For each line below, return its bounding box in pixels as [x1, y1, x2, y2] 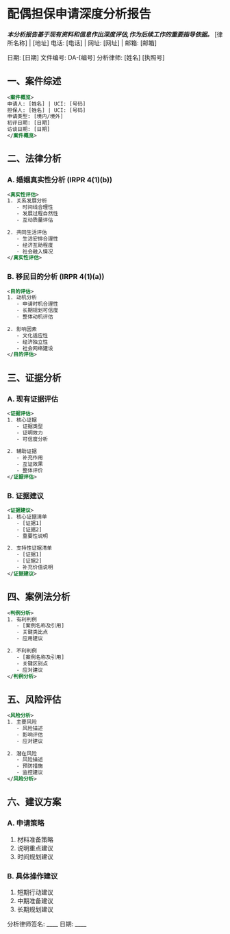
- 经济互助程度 [16, 241, 53, 249]
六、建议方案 [7, 796, 62, 808]
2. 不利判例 [7, 648, 38, 654]
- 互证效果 [16, 460, 43, 468]
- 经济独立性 [16, 339, 49, 345]
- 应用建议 [16, 635, 43, 642]
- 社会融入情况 [16, 248, 53, 255]
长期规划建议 [16, 905, 53, 913]
